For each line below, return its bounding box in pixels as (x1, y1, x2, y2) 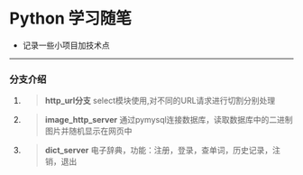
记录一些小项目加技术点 (22, 40, 110, 51)
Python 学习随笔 (9, 8, 133, 29)
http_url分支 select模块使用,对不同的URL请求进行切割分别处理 (44, 96, 276, 106)
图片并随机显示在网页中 (44, 125, 133, 136)
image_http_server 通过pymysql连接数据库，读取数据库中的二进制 (44, 115, 293, 125)
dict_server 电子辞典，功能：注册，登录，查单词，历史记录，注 (44, 145, 281, 156)
